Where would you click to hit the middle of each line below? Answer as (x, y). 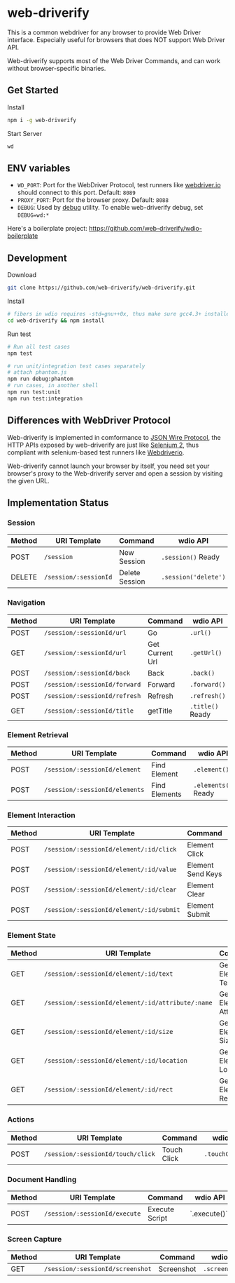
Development (37, 258)
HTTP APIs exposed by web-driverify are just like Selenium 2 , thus (103, 445)
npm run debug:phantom (40, 379)
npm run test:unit (34, 392)
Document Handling (42, 1179)
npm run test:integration (45, 398)
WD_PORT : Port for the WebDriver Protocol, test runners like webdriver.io (119, 185)
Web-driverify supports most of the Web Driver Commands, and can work (114, 60)
